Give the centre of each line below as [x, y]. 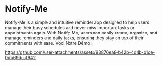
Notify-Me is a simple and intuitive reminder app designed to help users [77, 22]
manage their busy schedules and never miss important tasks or [70, 27]
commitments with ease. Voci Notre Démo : [49, 43]
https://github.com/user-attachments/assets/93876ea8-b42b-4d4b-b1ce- [80, 52]
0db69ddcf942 [20, 57]
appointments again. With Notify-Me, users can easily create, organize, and [81, 32]
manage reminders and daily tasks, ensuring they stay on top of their [74, 38]
